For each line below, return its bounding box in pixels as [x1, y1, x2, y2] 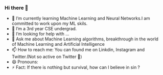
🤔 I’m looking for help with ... [11, 31, 70, 37]
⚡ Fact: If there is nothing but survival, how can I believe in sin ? [11, 64, 140, 70]
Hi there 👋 [4, 4, 29, 11]
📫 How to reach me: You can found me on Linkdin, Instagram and [11, 47, 145, 53]
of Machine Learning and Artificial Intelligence [11, 41, 105, 47]
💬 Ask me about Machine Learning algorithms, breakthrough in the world [11, 36, 159, 42]
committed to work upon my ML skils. [11, 20, 88, 26]
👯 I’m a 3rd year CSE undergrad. [11, 26, 77, 32]
